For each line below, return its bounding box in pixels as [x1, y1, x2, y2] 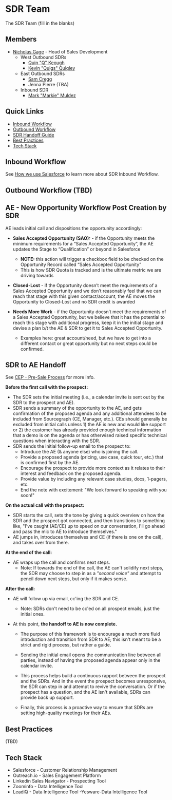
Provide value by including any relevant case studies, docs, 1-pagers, [20, 476, 167, 482]
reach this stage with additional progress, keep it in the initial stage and [12, 319, 163, 326]
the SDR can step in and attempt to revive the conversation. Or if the [20, 683, 165, 690]
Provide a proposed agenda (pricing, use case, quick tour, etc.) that [20, 454, 164, 460]
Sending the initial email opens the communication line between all [20, 652, 162, 658]
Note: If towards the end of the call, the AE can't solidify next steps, [20, 565, 163, 571]
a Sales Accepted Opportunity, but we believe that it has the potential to [12, 314, 165, 320]
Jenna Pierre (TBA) [28, 81, 69, 87]
